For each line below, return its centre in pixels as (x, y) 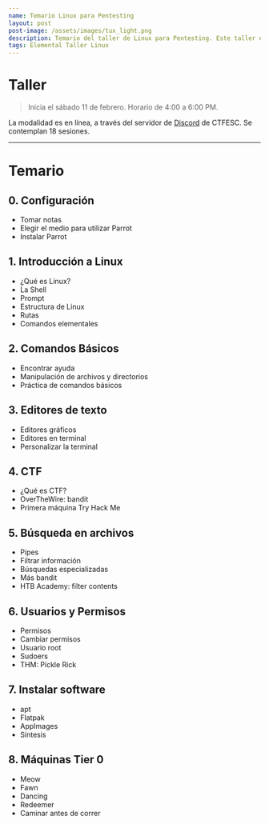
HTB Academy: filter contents (68, 586)
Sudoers (34, 656)
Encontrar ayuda (47, 368)
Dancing (34, 796)
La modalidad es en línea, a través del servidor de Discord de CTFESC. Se (130, 123)
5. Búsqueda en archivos (71, 533)
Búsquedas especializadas (64, 570)
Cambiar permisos (50, 639)
